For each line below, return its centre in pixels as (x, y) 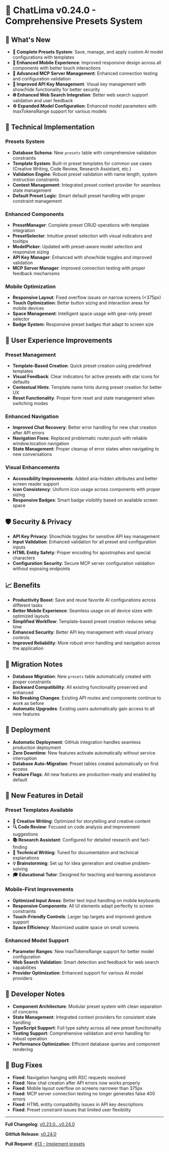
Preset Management (31, 355)
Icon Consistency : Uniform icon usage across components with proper (87, 489)
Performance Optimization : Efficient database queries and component (86, 1044)
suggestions (25, 834)
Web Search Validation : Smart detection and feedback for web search (86, 962)
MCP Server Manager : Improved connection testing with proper (79, 268)
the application (28, 648)
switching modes (30, 403)
